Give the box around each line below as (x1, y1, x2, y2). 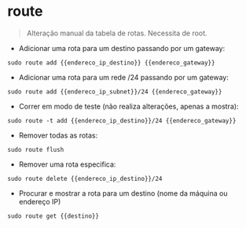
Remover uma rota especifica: (18, 160, 116, 169)
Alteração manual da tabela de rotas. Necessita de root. (26, 28, 207, 38)
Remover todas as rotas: (18, 131, 98, 140)
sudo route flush (7, 145, 64, 153)
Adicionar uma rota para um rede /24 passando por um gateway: (18, 72, 229, 82)
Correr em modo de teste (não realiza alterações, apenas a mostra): (18, 101, 239, 111)
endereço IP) (18, 197, 61, 206)
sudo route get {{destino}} (7, 211, 100, 220)
